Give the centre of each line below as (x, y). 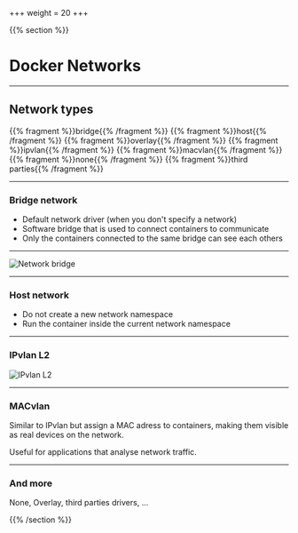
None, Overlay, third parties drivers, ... (79, 503)
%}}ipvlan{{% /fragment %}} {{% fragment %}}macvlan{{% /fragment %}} (146, 149)
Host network (39, 295)
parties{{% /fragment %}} (57, 169)
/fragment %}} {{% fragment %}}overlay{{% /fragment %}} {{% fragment (144, 140)
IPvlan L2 (30, 355)
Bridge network (43, 200)
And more (31, 483)
